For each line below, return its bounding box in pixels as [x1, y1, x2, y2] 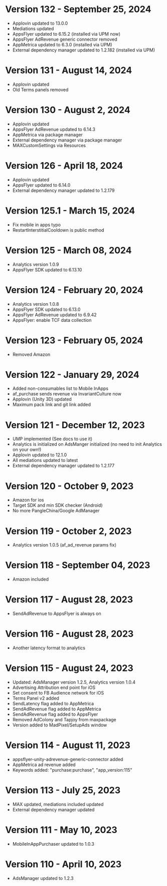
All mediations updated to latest [12, 457, 78, 463]
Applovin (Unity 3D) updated [12, 396, 72, 402]
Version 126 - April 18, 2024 [5, 160, 123, 171]
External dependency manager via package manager [12, 137, 122, 143]
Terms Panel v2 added [12, 695, 59, 701]
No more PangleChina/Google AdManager [12, 508, 100, 514]
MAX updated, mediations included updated [12, 801, 104, 807]
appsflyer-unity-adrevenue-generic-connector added [12, 756, 123, 762]
